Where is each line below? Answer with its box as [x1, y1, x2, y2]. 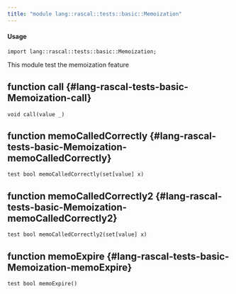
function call [7, 81, 64, 93]
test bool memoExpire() [7, 281, 78, 288]
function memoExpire [7, 250, 105, 262]
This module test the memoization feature [7, 60, 130, 69]
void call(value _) [7, 111, 65, 118]
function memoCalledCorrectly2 [7, 190, 154, 202]
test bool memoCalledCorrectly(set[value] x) [7, 171, 144, 178]
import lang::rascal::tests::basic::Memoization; [7, 47, 157, 55]
